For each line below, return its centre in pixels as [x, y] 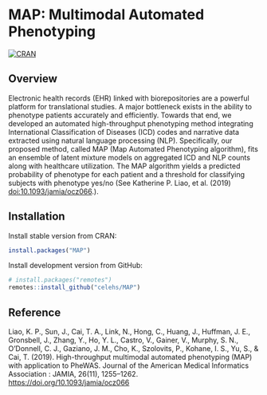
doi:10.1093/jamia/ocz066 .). [53, 191]
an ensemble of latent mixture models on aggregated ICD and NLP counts [130, 157]
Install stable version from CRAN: [63, 235]
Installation [37, 217]
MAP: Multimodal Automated [106, 15]
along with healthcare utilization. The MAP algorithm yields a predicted [124, 166]
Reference [35, 312]
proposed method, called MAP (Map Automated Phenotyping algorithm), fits [133, 148]
